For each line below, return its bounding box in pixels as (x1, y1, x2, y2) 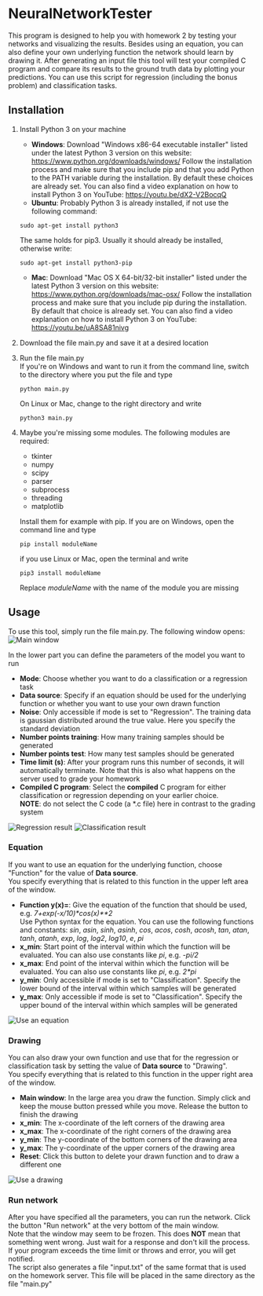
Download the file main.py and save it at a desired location (19, 338, 210, 347)
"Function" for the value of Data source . (8, 868, 139, 877)
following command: (31, 206, 97, 216)
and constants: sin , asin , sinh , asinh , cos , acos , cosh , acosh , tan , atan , (19, 924, 250, 935)
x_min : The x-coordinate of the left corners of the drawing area (19, 1118, 225, 1128)
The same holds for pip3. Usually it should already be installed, (19, 235, 224, 244)
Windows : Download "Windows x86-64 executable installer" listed (31, 139, 249, 149)
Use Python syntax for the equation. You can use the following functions (19, 917, 254, 926)
